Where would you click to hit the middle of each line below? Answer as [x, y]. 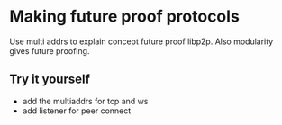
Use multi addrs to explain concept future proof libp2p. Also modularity [141, 41]
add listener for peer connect [77, 111]
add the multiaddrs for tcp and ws [85, 101]
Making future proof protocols [125, 17]
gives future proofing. [50, 50]
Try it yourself [50, 80]
